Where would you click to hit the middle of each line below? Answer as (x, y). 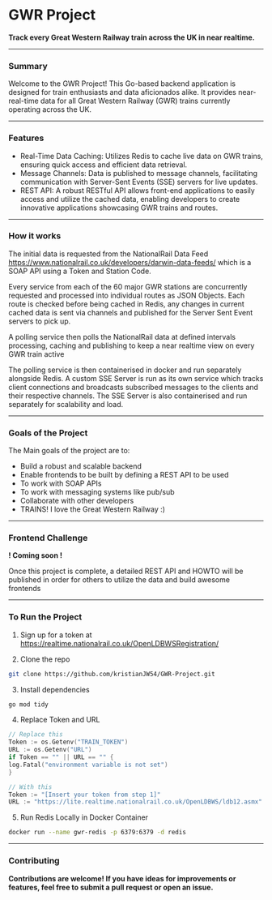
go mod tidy (28, 704)
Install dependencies (55, 689)
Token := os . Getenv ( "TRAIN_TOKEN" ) (68, 742)
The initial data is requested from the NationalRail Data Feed (108, 254)
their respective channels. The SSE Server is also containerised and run (128, 396)
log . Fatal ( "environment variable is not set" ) (88, 765)
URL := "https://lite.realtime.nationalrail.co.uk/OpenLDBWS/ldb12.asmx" (136, 802)
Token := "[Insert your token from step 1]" (85, 795)
